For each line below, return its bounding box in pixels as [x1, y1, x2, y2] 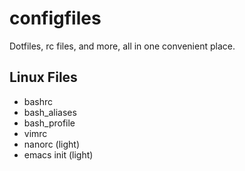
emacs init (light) [23, 148, 94, 161]
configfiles [9, 7, 102, 30]
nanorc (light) [23, 138, 81, 150]
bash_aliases [23, 106, 77, 118]
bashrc [23, 95, 54, 107]
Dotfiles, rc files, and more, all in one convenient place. [9, 40, 236, 52]
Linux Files [9, 69, 78, 86]
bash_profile [23, 117, 76, 129]
